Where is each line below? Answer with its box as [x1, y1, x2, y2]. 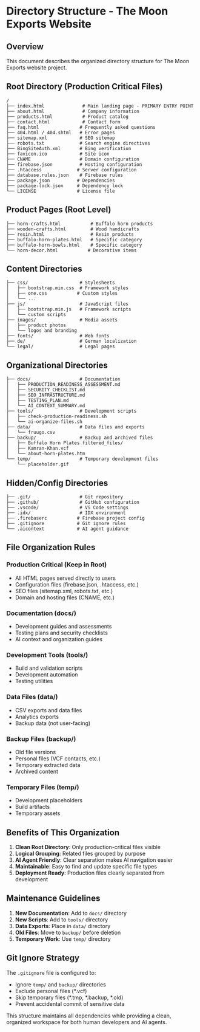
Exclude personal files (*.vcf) [15, 987, 87, 994]
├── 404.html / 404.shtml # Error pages [6, 129, 115, 136]
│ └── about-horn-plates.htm [6, 451, 85, 457]
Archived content [15, 768, 59, 775]
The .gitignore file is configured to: [6, 969, 96, 976]
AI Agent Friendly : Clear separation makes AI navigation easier [15, 856, 173, 864]
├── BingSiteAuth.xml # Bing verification [6, 145, 132, 151]
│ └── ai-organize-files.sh [6, 419, 83, 425]
